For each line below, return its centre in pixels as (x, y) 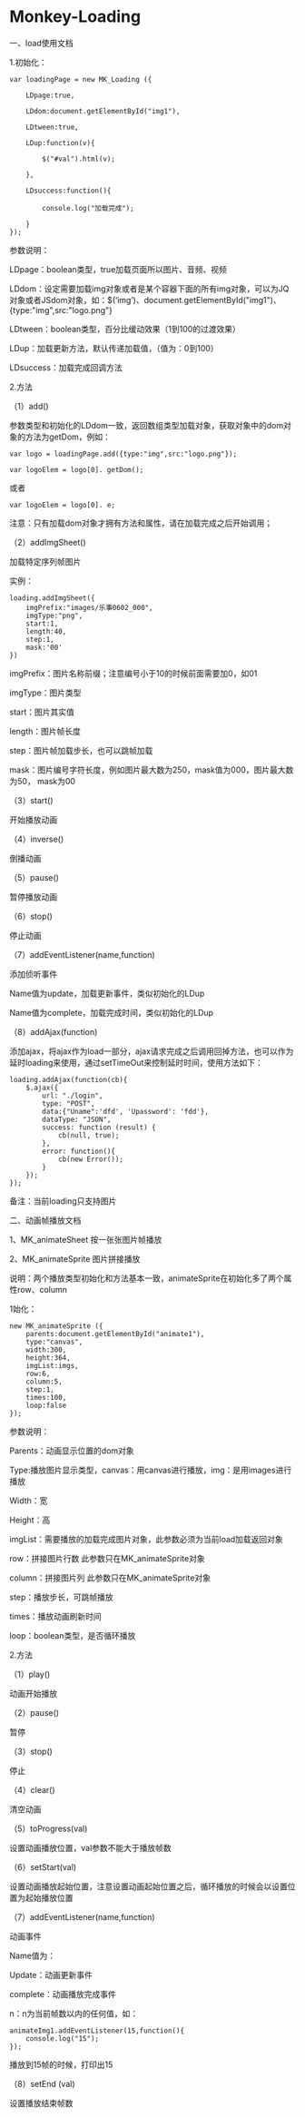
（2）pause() (34, 1712)
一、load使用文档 (42, 43)
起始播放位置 (49, 1897)
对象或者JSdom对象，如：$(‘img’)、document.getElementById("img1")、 (145, 300)
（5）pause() (34, 877)
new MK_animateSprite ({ (56, 1326)
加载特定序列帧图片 (45, 561)
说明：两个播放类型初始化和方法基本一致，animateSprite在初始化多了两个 (147, 1278)
